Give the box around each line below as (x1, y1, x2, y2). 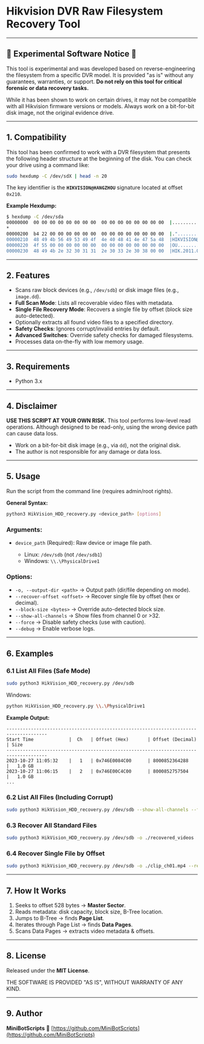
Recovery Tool (6, 17, 81, 31)
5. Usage (6, 471, 41, 482)
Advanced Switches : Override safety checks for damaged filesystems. (15, 332, 194, 339)
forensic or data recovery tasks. (6, 84, 89, 92)
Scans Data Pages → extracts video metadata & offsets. (15, 927, 155, 935)
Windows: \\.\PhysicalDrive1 (24, 557, 100, 564)
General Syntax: (6, 499, 49, 507)
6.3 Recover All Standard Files (6, 821, 97, 830)
